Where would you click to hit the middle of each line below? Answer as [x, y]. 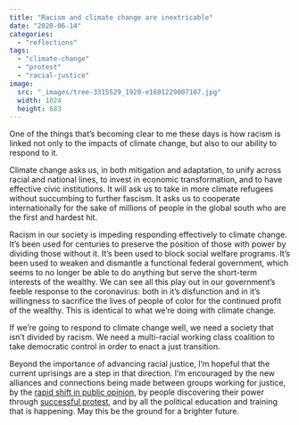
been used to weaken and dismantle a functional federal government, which [149, 263]
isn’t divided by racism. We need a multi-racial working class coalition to [142, 337]
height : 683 [40, 109]
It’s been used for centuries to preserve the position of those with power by [148, 244]
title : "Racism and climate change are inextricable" [112, 17]
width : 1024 [40, 100]
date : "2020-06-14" [46, 26]
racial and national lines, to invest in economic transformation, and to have [146, 180]
